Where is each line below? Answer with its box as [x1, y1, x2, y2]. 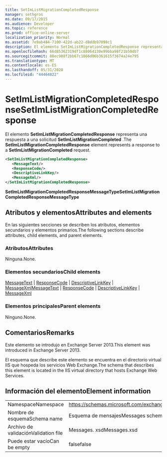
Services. [5, 372, 25, 378]
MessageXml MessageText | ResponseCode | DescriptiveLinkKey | [5, 285, 140, 291]
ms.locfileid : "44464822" [5, 72, 59, 77]
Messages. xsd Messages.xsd [69, 427, 138, 434]
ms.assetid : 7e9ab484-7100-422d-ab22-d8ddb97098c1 [5, 40, 112, 45]
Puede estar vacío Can [7, 438, 60, 445]
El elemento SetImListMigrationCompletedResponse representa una [5, 131, 148, 137]
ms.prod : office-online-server [5, 30, 70, 35]
